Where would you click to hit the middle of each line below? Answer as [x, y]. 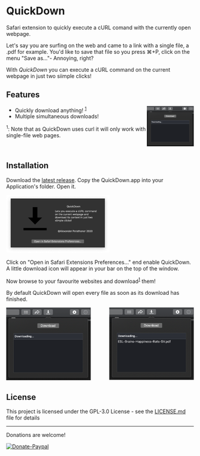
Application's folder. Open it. [41, 186]
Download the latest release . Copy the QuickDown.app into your [85, 180]
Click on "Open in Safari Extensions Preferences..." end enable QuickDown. [99, 262]
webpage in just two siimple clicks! [49, 76]
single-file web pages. [34, 135]
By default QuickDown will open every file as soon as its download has [93, 292]
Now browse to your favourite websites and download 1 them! [81, 281]
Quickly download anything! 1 [51, 110]
